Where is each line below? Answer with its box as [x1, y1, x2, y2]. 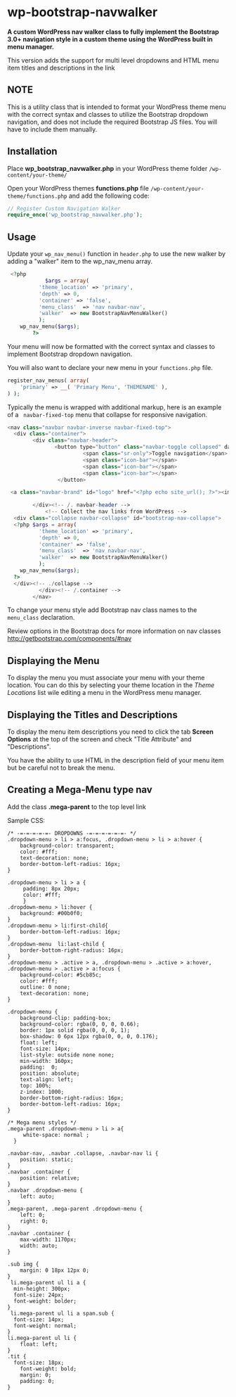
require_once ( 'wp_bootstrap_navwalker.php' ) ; [7, 212, 143, 219]
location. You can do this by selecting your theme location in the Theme [7, 681, 215, 689]
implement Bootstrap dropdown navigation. [7, 350, 133, 358]
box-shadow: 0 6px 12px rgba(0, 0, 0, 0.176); [20, 1033, 159, 1040]
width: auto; [20, 1242, 58, 1249]
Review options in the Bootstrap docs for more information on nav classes [7, 627, 221, 635]
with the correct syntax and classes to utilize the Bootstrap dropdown [7, 110, 209, 118]
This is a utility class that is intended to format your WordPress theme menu [7, 103, 226, 111]
